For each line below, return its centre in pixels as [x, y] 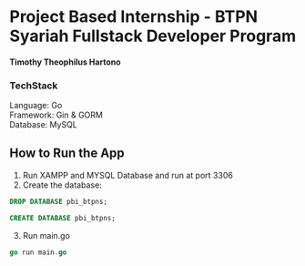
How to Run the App [67, 153]
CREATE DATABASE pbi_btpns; [63, 218]
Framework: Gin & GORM [56, 115]
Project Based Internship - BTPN [133, 17]
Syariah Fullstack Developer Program [153, 36]
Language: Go [36, 106]
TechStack [34, 86]
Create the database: [62, 185]
